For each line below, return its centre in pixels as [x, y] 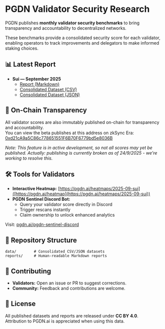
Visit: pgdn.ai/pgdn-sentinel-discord [42, 224]
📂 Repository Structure [41, 240]
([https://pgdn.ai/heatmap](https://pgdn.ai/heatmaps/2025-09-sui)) [81, 194]
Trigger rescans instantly [45, 210]
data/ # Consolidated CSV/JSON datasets [55, 252]
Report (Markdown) [40, 84]
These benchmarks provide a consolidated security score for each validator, [83, 38]
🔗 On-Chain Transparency [46, 110]
